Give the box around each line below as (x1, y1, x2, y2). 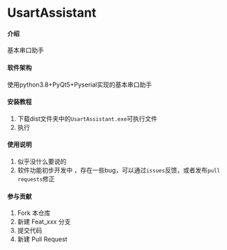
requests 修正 (17, 175, 56, 183)
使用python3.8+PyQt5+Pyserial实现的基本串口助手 (7, 80, 152, 89)
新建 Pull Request (17, 235, 68, 244)
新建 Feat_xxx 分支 (17, 218, 71, 226)
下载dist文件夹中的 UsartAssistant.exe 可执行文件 (17, 114, 158, 123)
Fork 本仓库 (17, 209, 51, 217)
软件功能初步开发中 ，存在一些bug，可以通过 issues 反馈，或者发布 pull (17, 166, 221, 174)
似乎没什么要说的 (17, 157, 67, 166)
